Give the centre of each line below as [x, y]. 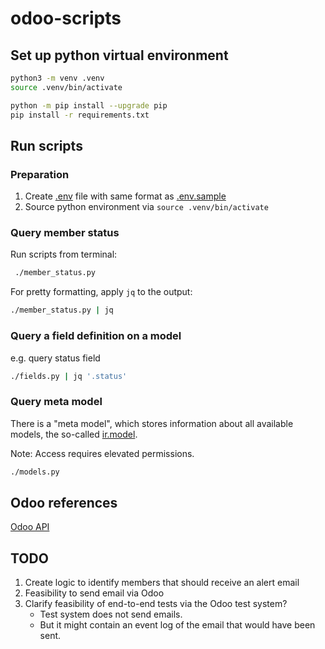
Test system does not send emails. [111, 614]
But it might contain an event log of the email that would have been [177, 625]
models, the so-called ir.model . [74, 434]
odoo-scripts [66, 18]
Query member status [65, 233]
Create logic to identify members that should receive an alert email [162, 583]
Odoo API [30, 527]
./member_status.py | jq [62, 310]
